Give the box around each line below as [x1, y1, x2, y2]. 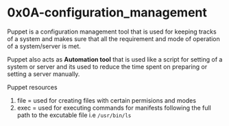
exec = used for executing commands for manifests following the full [16, 103, 211, 112]
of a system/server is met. [7, 42, 81, 50]
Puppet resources [7, 83, 58, 91]
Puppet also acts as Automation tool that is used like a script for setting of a [7, 55, 223, 63]
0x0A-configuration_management [7, 5, 208, 21]
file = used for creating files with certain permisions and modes [16, 96, 197, 104]
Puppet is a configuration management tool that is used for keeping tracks [7, 27, 217, 36]
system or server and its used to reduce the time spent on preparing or [7, 62, 208, 71]
